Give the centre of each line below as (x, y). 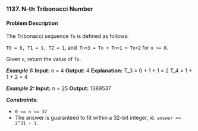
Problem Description (32, 23)
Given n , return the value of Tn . (44, 59)
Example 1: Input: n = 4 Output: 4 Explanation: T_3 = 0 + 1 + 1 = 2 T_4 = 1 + (99, 71)
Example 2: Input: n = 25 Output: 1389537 (59, 88)
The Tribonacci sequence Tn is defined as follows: (67, 36)
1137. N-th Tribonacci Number (50, 9)
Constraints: (22, 100)
